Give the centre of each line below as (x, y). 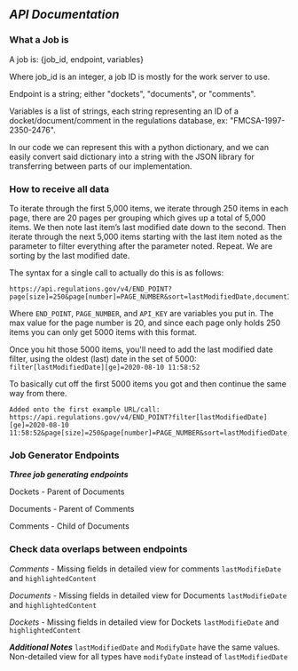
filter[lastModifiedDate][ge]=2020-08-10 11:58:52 (105, 367)
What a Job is (39, 40)
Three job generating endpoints (69, 475)
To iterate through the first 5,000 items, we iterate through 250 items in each (149, 208)
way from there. (38, 393)
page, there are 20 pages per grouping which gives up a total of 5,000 (137, 218)
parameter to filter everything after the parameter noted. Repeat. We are (141, 246)
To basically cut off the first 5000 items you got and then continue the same (148, 383)
